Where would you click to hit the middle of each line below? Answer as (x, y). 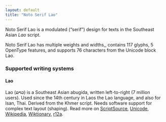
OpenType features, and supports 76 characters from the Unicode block (81, 50)
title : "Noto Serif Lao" (31, 15)
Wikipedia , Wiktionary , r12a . (34, 114)
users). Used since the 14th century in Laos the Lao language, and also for (83, 97)
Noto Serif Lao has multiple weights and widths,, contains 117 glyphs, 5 (79, 44)
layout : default (22, 10)
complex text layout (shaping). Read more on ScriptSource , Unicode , (77, 108)
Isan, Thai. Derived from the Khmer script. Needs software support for (79, 103)
